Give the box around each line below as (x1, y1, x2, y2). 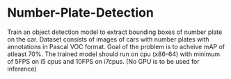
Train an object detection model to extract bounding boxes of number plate (7, 28, 223, 36)
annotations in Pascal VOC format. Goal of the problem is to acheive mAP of (7, 42, 225, 51)
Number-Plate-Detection (7, 5, 154, 21)
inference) (7, 64, 37, 73)
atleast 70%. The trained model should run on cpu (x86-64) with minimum (7, 50, 221, 58)
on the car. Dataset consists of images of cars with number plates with (7, 35, 210, 43)
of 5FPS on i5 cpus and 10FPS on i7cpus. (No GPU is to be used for (7, 57, 200, 65)
